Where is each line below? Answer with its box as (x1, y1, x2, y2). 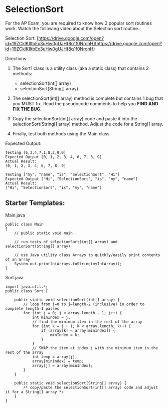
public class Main (5, 222, 44, 227)
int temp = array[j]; (32, 354, 78, 359)
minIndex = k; (50, 332, 80, 337)
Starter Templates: (5, 199, 65, 208)
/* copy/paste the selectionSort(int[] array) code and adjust (23, 385, 158, 390)
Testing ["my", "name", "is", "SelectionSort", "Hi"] (5, 172, 120, 177)
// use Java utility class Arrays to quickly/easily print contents (14, 252, 160, 258)
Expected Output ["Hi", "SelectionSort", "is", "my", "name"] (5, 176, 138, 181)
